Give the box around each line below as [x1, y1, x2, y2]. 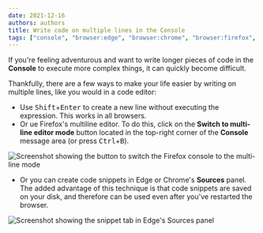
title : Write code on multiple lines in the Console [8, 26, 186, 34]
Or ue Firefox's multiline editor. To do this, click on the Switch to [19, 119, 229, 129]
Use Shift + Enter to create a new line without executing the [19, 103, 220, 112]
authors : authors [8, 19, 66, 27]
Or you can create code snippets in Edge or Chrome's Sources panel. [19, 175, 247, 185]
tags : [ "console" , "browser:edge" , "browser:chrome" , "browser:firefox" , [8, 33, 257, 42]
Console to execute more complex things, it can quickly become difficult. [8, 64, 246, 73]
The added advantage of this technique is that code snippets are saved [19, 183, 252, 194]
